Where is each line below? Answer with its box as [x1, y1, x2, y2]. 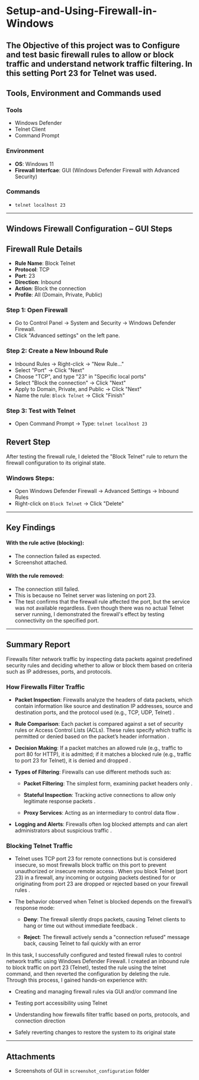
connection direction [14, 1017, 66, 1024]
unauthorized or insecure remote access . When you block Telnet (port [14, 868, 188, 875]
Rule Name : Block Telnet [14, 259, 76, 267]
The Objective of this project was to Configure [6, 40, 181, 50]
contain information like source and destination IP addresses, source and [14, 702, 193, 709]
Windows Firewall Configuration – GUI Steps [6, 224, 173, 234]
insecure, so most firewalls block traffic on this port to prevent [14, 861, 167, 869]
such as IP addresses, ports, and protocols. [6, 668, 113, 675]
